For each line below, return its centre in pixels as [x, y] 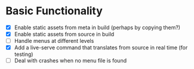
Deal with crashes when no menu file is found [70, 61]
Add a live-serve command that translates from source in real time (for [101, 48]
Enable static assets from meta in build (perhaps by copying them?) [97, 27]
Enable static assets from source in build [64, 34]
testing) [24, 54]
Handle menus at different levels [54, 41]
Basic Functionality [54, 11]
